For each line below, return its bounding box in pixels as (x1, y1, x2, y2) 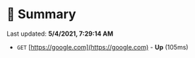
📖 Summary (6, 6, 76, 22)
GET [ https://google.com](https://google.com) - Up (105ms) (16, 43, 189, 51)
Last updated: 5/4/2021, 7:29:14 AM (6, 29, 114, 38)
